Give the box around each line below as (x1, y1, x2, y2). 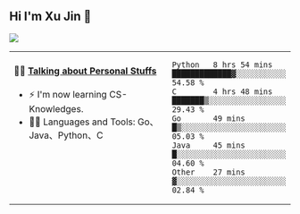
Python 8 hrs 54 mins (171, 59, 273, 70)
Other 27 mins (171, 167, 246, 177)
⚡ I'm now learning (29, 89, 107, 101)
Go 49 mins (171, 113, 246, 124)
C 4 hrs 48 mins (171, 86, 273, 97)
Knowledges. (29, 103, 84, 116)
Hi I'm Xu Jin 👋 (9, 9, 92, 24)
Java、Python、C (29, 129, 104, 141)
